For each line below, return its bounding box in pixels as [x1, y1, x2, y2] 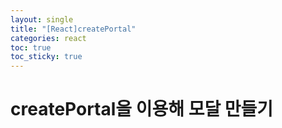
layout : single [10, 14, 74, 25]
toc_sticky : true [10, 52, 83, 62]
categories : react [10, 33, 87, 43]
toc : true [10, 42, 52, 53]
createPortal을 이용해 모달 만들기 [10, 98, 274, 121]
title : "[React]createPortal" [10, 24, 137, 34]
